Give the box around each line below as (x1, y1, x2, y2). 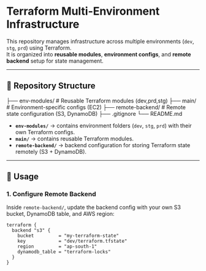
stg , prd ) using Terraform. (6, 44, 72, 52)
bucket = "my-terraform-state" (17, 233, 120, 239)
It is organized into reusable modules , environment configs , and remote (6, 50, 191, 58)
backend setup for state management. (6, 57, 104, 64)
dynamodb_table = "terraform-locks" (17, 249, 112, 255)
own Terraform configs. (15, 128, 75, 135)
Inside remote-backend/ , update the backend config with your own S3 (6, 204, 181, 211)
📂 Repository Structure (6, 81, 96, 91)
